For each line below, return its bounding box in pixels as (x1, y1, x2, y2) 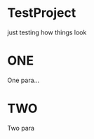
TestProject (7, 5, 76, 21)
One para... (7, 76, 40, 84)
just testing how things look (7, 28, 87, 37)
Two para (7, 124, 35, 132)
